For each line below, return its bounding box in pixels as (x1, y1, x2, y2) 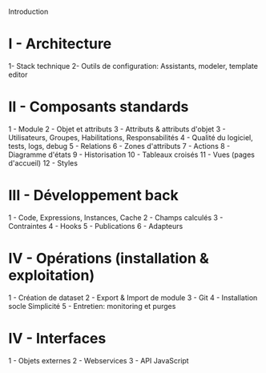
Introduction (8, 7, 49, 16)
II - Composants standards (8, 98, 189, 116)
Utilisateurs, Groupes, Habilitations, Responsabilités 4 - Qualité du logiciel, (8, 132, 254, 142)
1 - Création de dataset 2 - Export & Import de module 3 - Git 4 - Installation (8, 292, 258, 303)
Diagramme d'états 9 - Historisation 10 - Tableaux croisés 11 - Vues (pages (8, 150, 255, 159)
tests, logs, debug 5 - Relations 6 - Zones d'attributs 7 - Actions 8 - (8, 141, 231, 150)
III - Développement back (8, 186, 179, 205)
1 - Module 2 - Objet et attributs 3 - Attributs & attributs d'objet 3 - (8, 124, 226, 134)
